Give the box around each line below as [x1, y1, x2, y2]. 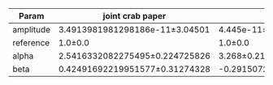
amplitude [12, 24, 51, 35]
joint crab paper [102, 11, 167, 21]
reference [12, 37, 50, 48]
